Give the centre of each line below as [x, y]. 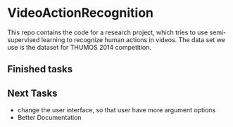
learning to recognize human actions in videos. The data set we [133, 39]
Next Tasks [32, 93]
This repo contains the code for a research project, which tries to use [108, 32]
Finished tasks [40, 69]
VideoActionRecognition [80, 13]
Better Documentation [50, 118]
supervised [24, 39]
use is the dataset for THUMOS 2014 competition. [80, 47]
